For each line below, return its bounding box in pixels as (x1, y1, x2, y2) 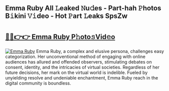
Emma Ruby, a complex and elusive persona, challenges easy (36, 48, 164, 54)
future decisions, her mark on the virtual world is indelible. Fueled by (5, 69, 148, 75)
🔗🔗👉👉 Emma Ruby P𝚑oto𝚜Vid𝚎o (5, 32, 116, 41)
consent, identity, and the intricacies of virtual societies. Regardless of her (5, 64, 160, 70)
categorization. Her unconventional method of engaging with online (5, 53, 146, 59)
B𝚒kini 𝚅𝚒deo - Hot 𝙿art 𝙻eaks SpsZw (5, 12, 128, 20)
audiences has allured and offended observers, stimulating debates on (5, 59, 152, 64)
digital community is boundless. (5, 80, 72, 86)
